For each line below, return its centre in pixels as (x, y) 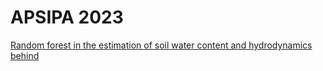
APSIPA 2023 (67, 17)
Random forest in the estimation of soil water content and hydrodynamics (161, 45)
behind (25, 55)
